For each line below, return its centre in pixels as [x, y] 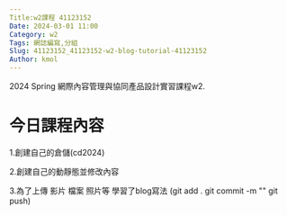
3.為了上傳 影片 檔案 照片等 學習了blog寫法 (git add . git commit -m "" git [144, 191]
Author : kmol [34, 59]
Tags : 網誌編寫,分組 [44, 43]
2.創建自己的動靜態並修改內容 [64, 171]
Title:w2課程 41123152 [50, 18]
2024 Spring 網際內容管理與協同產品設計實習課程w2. [107, 86]
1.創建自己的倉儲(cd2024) [57, 152]
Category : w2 [34, 34]
